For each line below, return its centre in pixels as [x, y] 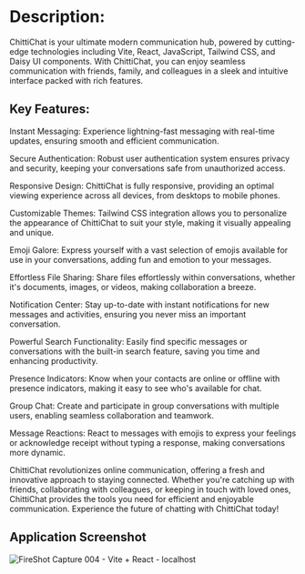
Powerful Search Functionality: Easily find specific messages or [128, 341]
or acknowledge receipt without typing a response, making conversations [147, 442]
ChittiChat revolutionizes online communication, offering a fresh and [137, 469]
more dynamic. [38, 452]
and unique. [32, 232]
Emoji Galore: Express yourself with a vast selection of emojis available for [149, 250]
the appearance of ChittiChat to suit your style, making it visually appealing [150, 222]
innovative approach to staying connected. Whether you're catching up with [152, 479]
